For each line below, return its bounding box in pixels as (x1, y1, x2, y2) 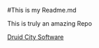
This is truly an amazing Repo (7, 19, 93, 27)
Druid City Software (7, 33, 64, 41)
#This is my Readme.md (7, 6, 77, 14)
